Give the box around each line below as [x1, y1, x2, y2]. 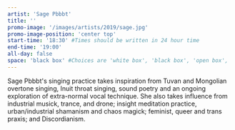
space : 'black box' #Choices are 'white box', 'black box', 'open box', [7, 57, 229, 64]
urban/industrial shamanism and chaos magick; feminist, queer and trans [7, 106, 223, 115]
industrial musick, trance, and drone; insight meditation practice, [7, 99, 197, 108]
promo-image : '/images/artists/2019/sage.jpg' [7, 24, 149, 31]
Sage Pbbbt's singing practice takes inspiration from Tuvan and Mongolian [7, 76, 227, 85]
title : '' [7, 17, 37, 24]
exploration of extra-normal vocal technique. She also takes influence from [7, 91, 229, 100]
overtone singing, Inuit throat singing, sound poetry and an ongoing [7, 84, 206, 93]
